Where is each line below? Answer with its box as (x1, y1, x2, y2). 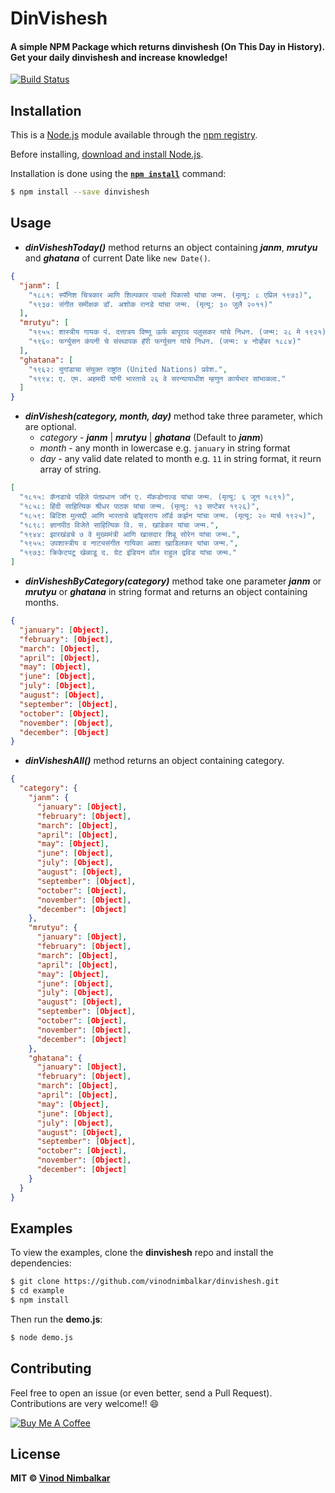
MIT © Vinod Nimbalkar (10, 1472, 111, 1484)
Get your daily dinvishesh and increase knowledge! (10, 51, 228, 63)
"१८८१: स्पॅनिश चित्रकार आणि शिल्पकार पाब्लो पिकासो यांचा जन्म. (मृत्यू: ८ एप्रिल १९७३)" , (28, 290, 313, 300)
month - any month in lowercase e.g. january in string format (39, 442, 291, 454)
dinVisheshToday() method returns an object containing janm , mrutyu (24, 241, 318, 253)
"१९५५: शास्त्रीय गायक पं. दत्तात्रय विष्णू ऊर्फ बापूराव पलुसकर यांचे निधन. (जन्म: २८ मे (28, 327, 301, 337)
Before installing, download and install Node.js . (10, 148, 204, 161)
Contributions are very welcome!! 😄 (10, 1397, 160, 1409)
